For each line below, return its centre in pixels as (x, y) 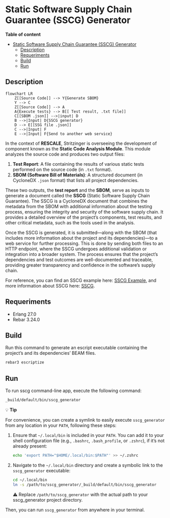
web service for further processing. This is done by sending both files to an (84, 243)
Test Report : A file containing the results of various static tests (78, 164)
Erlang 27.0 (24, 314)
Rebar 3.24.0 (26, 319)
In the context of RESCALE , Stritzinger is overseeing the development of (81, 143)
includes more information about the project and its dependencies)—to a (81, 238)
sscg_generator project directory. (48, 500)
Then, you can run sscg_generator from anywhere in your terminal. (75, 510)
